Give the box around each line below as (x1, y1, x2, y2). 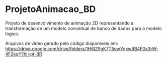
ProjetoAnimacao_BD (5, 3, 96, 15)
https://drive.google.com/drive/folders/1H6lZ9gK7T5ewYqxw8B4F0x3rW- (5, 45, 158, 51)
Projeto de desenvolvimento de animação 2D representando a (5, 20, 134, 26)
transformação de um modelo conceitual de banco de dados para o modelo (5, 25, 162, 31)
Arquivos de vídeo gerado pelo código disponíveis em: (5, 40, 118, 46)
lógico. (5, 30, 20, 36)
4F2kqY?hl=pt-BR (5, 51, 42, 57)
